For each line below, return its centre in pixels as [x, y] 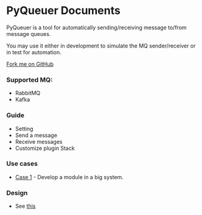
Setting [24, 129]
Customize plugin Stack [45, 148]
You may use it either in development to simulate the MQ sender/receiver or [101, 46]
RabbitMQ [28, 93]
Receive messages [39, 141]
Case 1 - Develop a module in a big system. [69, 177]
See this [25, 206]
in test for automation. [34, 52]
